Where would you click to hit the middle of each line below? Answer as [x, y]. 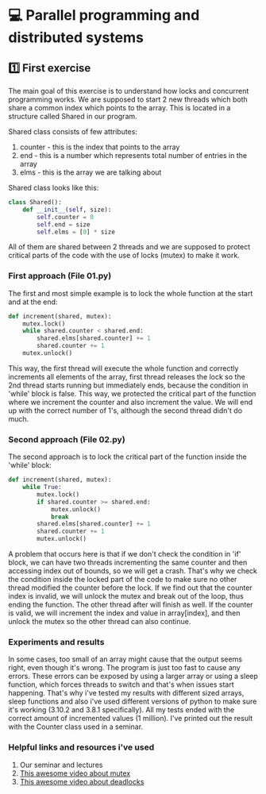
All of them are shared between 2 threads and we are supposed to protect [129, 247]
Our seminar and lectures [61, 765]
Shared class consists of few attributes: [73, 131]
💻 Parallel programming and [104, 15]
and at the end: [33, 302]
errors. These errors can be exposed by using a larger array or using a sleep [133, 676]
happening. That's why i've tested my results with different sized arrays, [126, 693]
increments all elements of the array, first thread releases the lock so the [127, 376]
